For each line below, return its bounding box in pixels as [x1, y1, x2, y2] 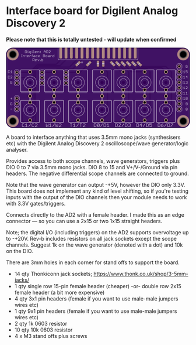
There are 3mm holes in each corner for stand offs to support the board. [6, 259, 180, 266]
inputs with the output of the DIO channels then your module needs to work [6, 193, 187, 200]
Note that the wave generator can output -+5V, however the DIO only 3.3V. [6, 181, 185, 188]
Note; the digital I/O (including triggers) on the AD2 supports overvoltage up [6, 228, 189, 235]
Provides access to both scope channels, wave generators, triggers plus [6, 157, 180, 165]
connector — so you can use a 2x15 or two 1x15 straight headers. [6, 217, 162, 224]
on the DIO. [6, 247, 33, 254]
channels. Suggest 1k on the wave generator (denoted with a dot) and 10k [6, 241, 183, 248]
